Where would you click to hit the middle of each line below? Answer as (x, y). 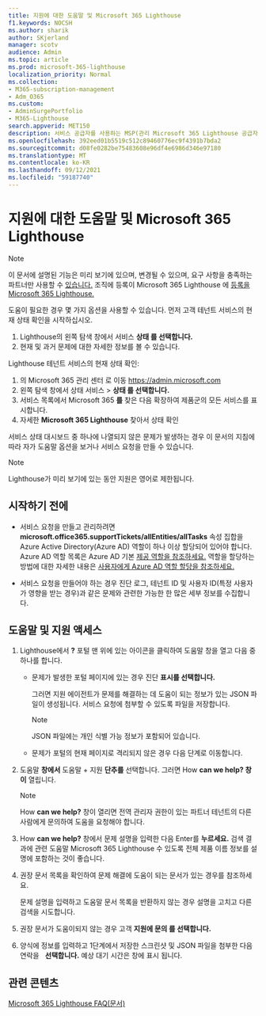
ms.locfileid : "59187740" (51, 178)
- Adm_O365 (26, 97)
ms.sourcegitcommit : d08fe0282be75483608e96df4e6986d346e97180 (115, 148)
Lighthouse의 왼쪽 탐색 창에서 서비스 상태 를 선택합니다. (106, 337)
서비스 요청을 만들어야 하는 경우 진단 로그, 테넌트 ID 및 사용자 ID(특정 (125, 583)
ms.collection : (33, 82)
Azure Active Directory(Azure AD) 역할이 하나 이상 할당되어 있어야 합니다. (136, 546)
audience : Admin (35, 52)
